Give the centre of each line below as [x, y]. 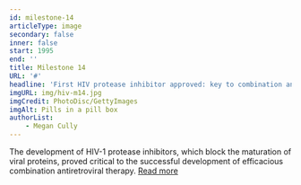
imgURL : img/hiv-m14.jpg [56, 92]
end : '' [24, 59]
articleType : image [46, 26]
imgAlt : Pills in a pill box [64, 110]
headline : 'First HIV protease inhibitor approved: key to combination [146, 84]
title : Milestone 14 [48, 68]
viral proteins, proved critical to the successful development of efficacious [146, 161]
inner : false [34, 43]
